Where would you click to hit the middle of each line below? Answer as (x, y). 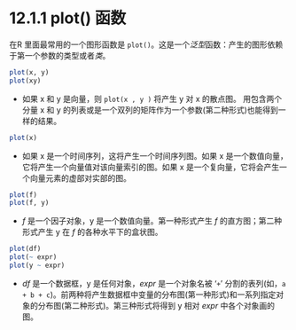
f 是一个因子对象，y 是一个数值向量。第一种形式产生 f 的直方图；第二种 (152, 221)
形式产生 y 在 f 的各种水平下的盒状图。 (92, 232)
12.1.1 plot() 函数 (68, 18)
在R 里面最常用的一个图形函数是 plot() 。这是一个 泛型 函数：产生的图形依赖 (146, 44)
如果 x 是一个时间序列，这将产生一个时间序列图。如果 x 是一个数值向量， (155, 155)
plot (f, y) (29, 203)
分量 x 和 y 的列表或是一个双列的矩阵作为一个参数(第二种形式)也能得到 (150, 110)
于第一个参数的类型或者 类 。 (60, 55)
